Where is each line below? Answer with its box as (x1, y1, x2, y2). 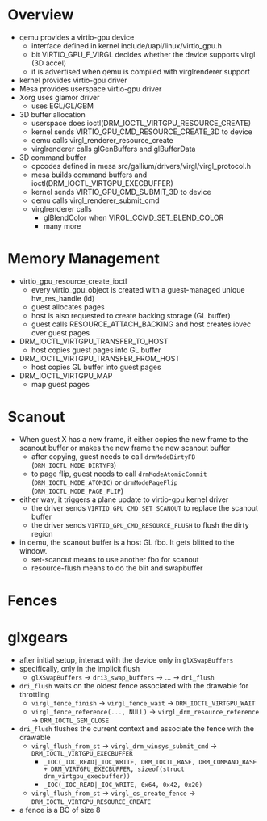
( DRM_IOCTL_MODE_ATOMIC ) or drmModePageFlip (31, 477, 178, 486)
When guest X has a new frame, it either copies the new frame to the (19, 434, 248, 444)
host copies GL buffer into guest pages (31, 362, 162, 372)
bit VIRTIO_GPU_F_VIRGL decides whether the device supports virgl (31, 49, 256, 59)
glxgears (7, 629, 68, 647)
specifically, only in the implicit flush (19, 663, 140, 673)
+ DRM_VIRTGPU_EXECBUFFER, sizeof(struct (43, 765, 185, 773)
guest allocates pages (31, 301, 106, 312)
